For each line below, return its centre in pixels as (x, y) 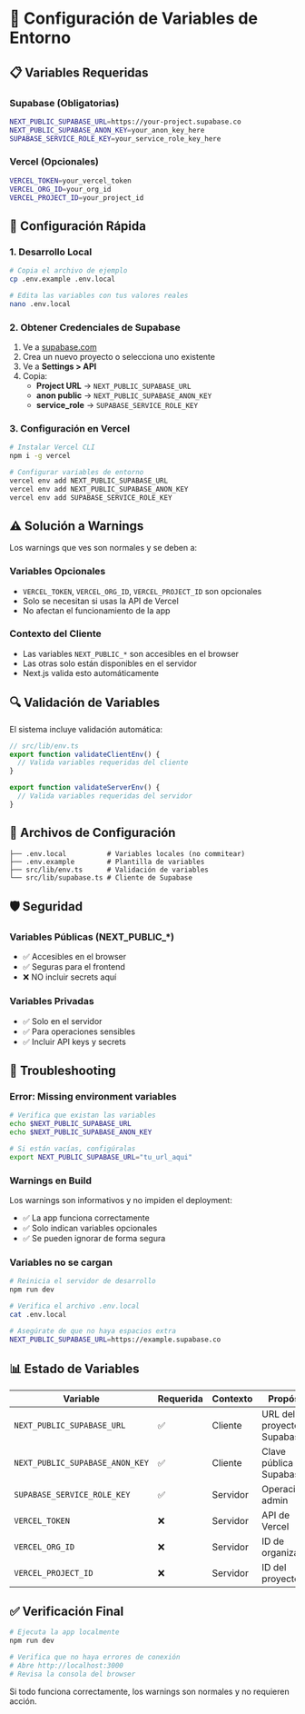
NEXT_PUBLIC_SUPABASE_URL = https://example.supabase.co (115, 1340)
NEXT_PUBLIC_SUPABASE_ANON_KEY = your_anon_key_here (107, 130)
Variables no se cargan (61, 1262)
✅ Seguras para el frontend (74, 967)
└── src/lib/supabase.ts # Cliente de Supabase (101, 877)
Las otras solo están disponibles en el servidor (109, 663)
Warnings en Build (51, 1181)
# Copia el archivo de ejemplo (69, 271)
